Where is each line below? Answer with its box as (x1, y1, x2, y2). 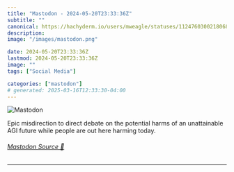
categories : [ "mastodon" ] (7, 80, 82, 87)
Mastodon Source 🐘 (7, 142, 65, 150)
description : (7, 29, 45, 37)
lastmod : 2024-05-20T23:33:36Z (7, 55, 98, 62)
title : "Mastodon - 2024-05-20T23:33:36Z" (7, 10, 132, 17)
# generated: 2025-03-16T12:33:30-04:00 (7, 87, 127, 94)
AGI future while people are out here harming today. (7, 126, 156, 135)
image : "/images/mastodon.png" (7, 36, 98, 43)
